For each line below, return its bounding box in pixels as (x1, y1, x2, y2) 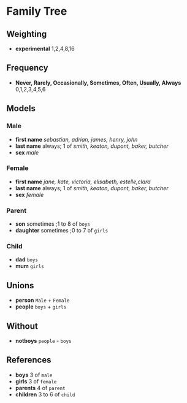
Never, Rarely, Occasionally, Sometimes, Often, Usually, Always (15, 79, 181, 86)
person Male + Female (15, 296, 70, 304)
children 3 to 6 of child (15, 391, 75, 398)
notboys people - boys (15, 337, 72, 345)
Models (6, 103, 36, 114)
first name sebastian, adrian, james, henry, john (15, 136, 138, 143)
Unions (6, 280, 34, 291)
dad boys (15, 256, 39, 263)
